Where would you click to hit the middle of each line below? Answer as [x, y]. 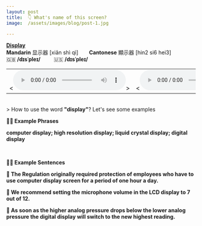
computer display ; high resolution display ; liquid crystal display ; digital [97, 133]
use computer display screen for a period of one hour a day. [82, 181]
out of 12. [18, 199]
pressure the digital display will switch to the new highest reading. [91, 217]
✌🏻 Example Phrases [32, 121]
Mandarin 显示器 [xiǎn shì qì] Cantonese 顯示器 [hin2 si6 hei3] [89, 52]
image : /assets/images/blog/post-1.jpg [58, 23]
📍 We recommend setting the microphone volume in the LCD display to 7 [98, 192]
